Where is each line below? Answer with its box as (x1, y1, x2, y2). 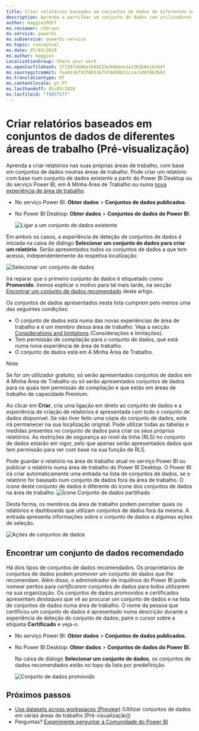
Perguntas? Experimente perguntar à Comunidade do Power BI (14, 719, 168, 726)
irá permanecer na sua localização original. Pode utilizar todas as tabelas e (6, 421, 189, 428)
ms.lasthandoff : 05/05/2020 (6, 86, 76, 92)
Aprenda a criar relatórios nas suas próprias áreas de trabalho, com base (6, 161, 185, 169)
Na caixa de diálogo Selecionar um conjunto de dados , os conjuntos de (14, 655, 191, 662)
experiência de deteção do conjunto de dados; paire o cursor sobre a (6, 614, 176, 621)
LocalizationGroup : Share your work (6, 58, 97, 64)
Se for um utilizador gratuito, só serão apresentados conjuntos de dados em (6, 371, 192, 379)
